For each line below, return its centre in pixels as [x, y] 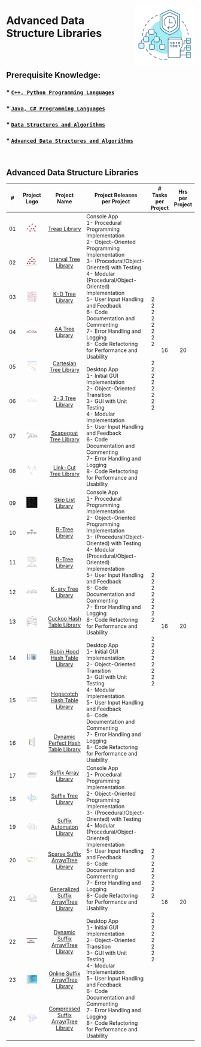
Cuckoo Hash [64, 618]
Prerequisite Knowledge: [53, 75]
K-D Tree [64, 294]
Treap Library [64, 228]
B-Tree [65, 529]
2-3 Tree [65, 398]
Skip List [64, 500]
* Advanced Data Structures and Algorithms [70, 141]
